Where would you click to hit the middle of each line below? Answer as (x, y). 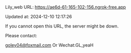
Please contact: (21, 36)
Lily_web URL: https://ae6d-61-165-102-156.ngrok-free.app (65, 7)
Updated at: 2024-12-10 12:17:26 (39, 16)
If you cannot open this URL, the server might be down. (62, 26)
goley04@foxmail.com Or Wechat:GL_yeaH (49, 45)
